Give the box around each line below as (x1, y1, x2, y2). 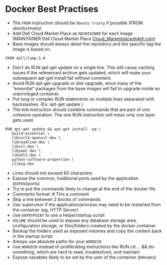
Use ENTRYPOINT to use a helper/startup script (12, 212, 105, 218)
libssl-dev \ (11, 144, 39, 149)
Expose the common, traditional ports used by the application (12, 175, 139, 181)
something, (12, 249, 36, 255)
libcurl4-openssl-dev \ (11, 135, 61, 140)
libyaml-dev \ (11, 148, 41, 153)
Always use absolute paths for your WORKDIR (12, 238, 102, 244)
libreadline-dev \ (11, 140, 50, 145)
